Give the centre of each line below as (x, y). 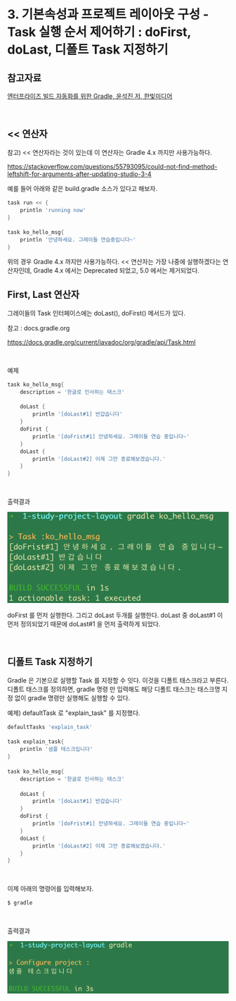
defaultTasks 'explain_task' (50, 727)
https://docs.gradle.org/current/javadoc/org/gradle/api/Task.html (101, 342)
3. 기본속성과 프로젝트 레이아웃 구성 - (108, 14)
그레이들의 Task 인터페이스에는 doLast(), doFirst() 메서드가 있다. (97, 313)
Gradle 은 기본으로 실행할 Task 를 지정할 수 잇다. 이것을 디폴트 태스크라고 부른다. (118, 680)
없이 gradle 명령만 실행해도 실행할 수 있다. (72, 697)
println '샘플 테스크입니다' (57, 750)
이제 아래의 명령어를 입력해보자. (51, 889)
